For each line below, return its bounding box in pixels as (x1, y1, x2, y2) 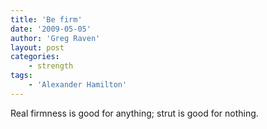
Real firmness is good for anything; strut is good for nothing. (10, 107, 259, 119)
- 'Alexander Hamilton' (28, 80, 128, 90)
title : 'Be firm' (10, 14, 83, 25)
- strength (28, 61, 74, 71)
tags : (10, 71, 33, 81)
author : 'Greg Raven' (10, 33, 101, 43)
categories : (10, 52, 60, 62)
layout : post (10, 42, 65, 53)
